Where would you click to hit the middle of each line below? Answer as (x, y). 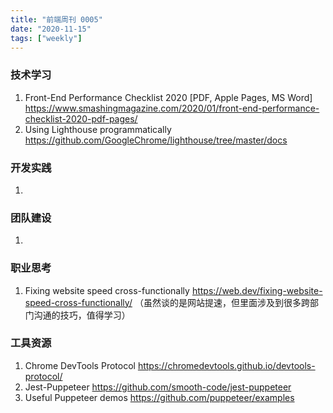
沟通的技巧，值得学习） (82, 315)
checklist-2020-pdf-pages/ (81, 118)
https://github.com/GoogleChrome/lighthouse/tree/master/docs (156, 140)
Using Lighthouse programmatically (98, 129)
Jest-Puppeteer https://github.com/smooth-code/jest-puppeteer (158, 387)
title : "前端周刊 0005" (56, 19)
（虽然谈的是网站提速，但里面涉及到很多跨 (222, 302)
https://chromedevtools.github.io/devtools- (226, 365)
